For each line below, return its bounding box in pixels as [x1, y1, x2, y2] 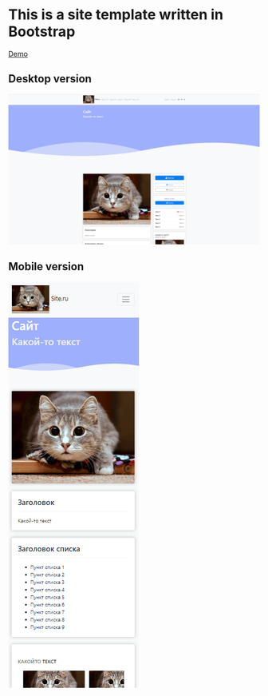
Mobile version [8, 260, 85, 273]
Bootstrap [8, 22, 76, 41]
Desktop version [8, 72, 92, 86]
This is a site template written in [8, 6, 223, 24]
